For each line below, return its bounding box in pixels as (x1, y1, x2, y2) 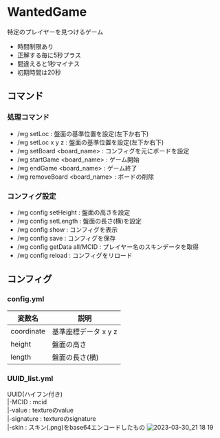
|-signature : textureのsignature (7, 414, 96, 423)
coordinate (10, 326, 46, 336)
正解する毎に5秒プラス (16, 51, 81, 59)
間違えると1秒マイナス (16, 59, 80, 67)
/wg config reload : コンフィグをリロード (16, 251, 133, 259)
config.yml (7, 294, 45, 304)
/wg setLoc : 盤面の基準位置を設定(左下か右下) (16, 129, 149, 138)
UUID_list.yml (7, 373, 54, 383)
